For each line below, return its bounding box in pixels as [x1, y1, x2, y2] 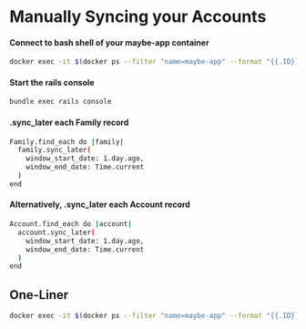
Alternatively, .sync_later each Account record [9, 199, 191, 211]
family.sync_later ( [17, 146, 92, 155]
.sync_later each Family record [9, 117, 129, 128]
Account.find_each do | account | [9, 220, 132, 229]
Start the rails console [9, 77, 95, 87]
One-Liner [9, 287, 69, 303]
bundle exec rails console [9, 98, 112, 107]
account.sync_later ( [17, 228, 96, 237]
